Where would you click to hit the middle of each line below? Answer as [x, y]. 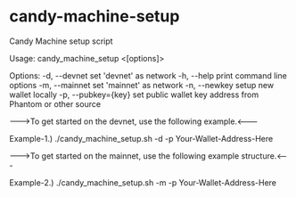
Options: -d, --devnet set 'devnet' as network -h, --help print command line [148, 75]
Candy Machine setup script [61, 41]
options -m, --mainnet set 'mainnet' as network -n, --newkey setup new [142, 85]
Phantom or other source [55, 103]
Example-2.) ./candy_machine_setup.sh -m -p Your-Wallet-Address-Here [143, 182]
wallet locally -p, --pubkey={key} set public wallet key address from [134, 94]
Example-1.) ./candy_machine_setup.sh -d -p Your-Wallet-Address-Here [141, 138]
